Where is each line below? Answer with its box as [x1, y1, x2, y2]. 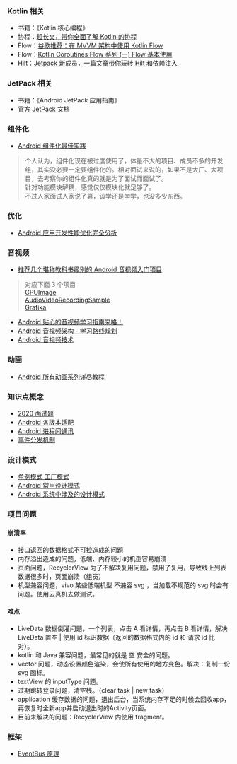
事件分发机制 [17, 436, 55, 445]
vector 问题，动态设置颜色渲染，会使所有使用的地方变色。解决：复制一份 [17, 659, 231, 668]
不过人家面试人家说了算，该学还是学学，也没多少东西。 [24, 192, 186, 200]
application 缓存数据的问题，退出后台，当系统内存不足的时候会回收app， [17, 695, 231, 703]
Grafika [24, 303, 47, 312]
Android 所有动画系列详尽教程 [17, 372, 105, 381]
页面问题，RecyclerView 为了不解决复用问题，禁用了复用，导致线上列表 [17, 563, 227, 572]
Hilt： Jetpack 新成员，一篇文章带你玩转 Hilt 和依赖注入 [17, 59, 178, 68]
